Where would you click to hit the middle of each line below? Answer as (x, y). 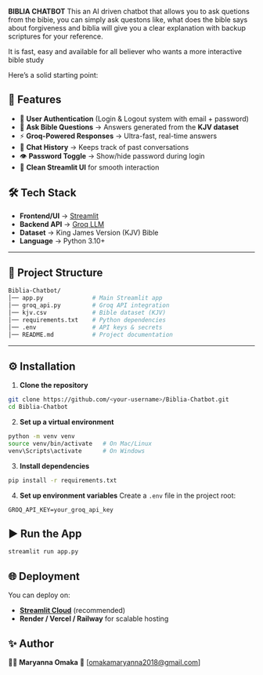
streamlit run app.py (43, 552)
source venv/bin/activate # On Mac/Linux (80, 443)
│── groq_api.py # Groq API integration (89, 305)
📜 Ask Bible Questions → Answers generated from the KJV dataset (129, 127)
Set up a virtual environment (67, 422)
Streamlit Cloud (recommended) (72, 611)
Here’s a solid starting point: (53, 75)
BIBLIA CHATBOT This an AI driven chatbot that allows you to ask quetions (129, 11)
